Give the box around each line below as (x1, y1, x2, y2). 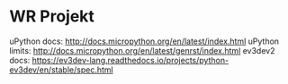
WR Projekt (9, 6, 94, 27)
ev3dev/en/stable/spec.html (9, 64, 114, 75)
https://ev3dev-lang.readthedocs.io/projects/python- (31, 55, 229, 65)
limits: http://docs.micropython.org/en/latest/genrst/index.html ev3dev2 (9, 45, 275, 55)
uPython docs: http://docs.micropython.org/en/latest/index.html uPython (9, 36, 280, 46)
